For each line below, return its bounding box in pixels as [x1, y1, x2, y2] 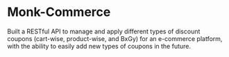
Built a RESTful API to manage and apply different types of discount [7, 27, 201, 35]
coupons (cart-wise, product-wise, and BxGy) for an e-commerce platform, [7, 34, 223, 42]
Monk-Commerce [7, 4, 111, 20]
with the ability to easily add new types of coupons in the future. [7, 42, 192, 50]
